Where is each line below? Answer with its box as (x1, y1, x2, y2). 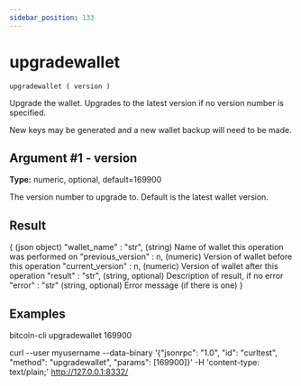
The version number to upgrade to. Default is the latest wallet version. (9, 192, 269, 202)
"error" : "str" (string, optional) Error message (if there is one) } (9, 280, 243, 291)
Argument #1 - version (9, 150, 138, 166)
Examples (9, 306, 66, 321)
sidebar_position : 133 (9, 13, 95, 22)
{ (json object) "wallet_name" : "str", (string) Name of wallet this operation (9, 242, 284, 253)
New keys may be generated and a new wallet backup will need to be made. (9, 124, 292, 135)
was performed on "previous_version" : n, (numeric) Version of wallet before (9, 251, 293, 262)
